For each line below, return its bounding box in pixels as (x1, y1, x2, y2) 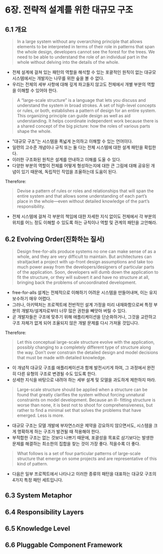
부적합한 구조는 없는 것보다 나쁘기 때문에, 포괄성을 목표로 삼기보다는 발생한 (12, 434, 154, 441)
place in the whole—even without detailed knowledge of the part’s (17, 198, 150, 204)
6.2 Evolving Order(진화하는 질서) (5, 235, 105, 243)
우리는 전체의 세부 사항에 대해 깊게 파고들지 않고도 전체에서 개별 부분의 (12, 81, 146, 87)
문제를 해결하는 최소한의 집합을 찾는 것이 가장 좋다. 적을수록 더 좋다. (12, 441, 141, 446)
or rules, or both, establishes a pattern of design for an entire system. (17, 108, 157, 113)
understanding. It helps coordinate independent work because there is (17, 118, 159, 124)
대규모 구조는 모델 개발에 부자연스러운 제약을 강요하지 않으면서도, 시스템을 (12, 422, 153, 428)
